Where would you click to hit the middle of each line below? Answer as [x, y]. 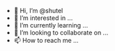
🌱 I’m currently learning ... [51, 25]
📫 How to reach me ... [46, 40]
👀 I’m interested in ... [43, 18]
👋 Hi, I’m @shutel [38, 11]
